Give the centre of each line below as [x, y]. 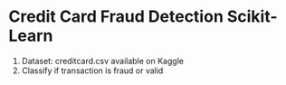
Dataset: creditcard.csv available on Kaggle [103, 61]
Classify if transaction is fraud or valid [92, 71]
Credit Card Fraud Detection [116, 17]
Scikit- [252, 17]
